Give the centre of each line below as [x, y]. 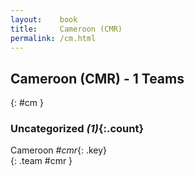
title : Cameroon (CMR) [66, 29]
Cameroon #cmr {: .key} [59, 150]
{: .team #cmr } [41, 161]
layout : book [44, 19]
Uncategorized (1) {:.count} [77, 129]
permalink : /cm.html [53, 38]
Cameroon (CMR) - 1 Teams [97, 78]
